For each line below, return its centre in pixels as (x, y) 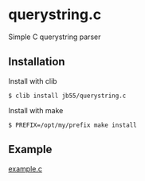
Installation (37, 62)
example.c (25, 168)
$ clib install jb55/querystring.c (67, 96)
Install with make (36, 110)
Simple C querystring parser (55, 37)
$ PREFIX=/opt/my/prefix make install (72, 125)
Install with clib (33, 81)
